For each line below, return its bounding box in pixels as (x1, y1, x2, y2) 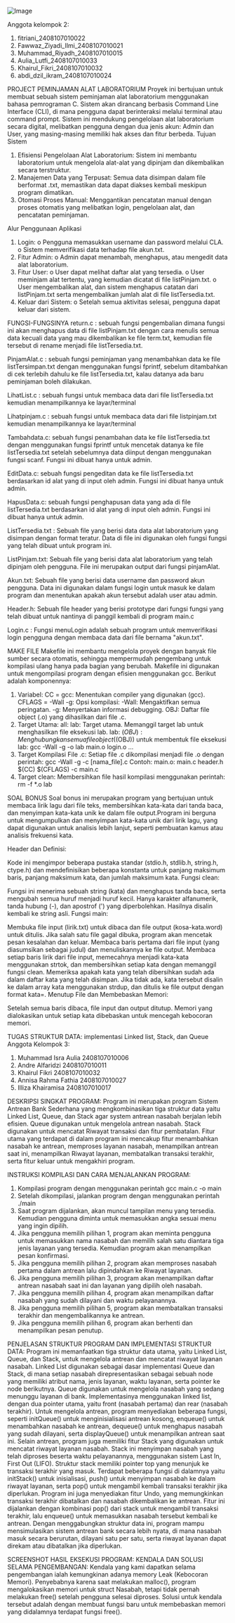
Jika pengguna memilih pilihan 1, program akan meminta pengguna (17, 1229, 211, 1237)
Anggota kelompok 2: (7, 20, 69, 28)
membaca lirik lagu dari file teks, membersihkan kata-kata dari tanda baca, (7, 801, 224, 809)
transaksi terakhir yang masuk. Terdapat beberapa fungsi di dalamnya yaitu (7, 1467, 226, 1475)
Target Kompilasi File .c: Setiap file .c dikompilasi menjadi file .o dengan (17, 750, 224, 758)
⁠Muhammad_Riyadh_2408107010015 (17, 49, 123, 57)
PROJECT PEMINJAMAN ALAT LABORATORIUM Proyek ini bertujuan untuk (7, 85, 224, 93)
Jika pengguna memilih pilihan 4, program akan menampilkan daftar (17, 1289, 214, 1297)
